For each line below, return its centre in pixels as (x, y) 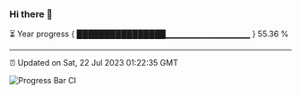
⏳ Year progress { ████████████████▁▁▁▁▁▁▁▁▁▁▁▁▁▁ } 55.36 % (149, 34)
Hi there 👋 (31, 14)
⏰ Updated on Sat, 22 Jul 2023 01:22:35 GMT (94, 63)
